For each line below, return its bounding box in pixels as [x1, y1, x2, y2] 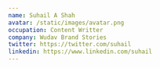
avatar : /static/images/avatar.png [8, 19, 125, 27]
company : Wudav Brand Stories [8, 33, 107, 41]
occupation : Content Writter [8, 26, 104, 34]
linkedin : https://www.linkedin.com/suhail [8, 48, 153, 55]
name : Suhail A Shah [8, 11, 76, 20]
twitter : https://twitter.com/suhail [8, 41, 132, 48]
